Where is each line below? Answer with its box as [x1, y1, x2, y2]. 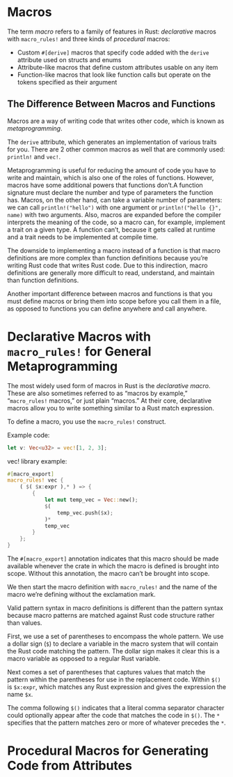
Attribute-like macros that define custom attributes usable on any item [17, 63, 218, 71]
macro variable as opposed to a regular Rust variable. [7, 654, 161, 663]
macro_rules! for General [7, 343, 152, 360]
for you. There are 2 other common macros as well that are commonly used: [7, 145, 225, 154]
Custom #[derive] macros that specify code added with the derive [17, 48, 210, 57]
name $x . [7, 690, 33, 699]
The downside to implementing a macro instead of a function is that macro [7, 246, 220, 255]
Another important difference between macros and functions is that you [7, 289, 213, 297]
